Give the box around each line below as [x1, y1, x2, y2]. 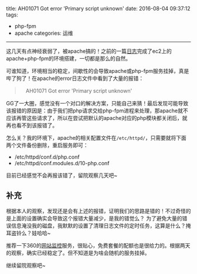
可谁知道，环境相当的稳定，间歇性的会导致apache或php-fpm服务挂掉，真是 [6, 68, 189, 74]
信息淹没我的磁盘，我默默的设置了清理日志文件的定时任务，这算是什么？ [11, 222, 186, 229]
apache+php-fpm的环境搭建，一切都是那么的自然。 [6, 55, 131, 62]
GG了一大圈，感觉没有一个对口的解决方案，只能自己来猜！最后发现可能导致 [6, 100, 189, 106]
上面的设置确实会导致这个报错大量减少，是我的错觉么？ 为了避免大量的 [11, 215, 182, 222]
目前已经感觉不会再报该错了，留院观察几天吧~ [6, 172, 118, 179]
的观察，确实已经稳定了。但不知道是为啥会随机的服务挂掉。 [6, 249, 150, 256]
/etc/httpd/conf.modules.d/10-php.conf [14, 160, 110, 166]
